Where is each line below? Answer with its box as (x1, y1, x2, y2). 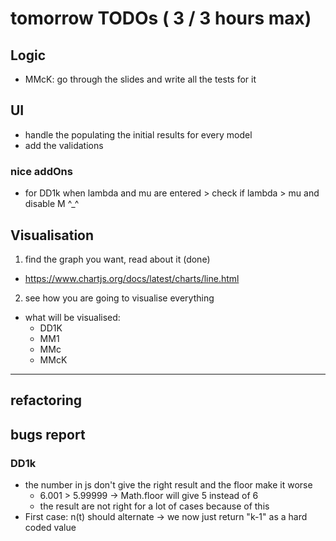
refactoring (10, 392, 83, 409)
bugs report (10, 426, 86, 443)
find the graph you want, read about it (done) (24, 253, 211, 265)
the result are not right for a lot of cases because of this (39, 500, 270, 512)
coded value (24, 522, 77, 533)
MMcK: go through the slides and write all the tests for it (24, 73, 257, 85)
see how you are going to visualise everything (24, 292, 215, 304)
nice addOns (10, 164, 73, 178)
